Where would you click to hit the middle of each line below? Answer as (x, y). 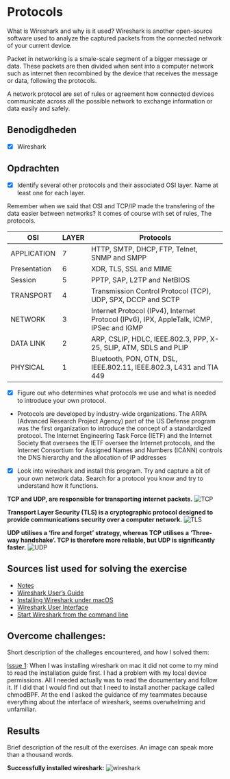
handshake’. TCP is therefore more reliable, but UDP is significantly (118, 540)
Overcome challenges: (56, 636)
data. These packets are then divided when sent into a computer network (111, 66)
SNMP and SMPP (119, 258)
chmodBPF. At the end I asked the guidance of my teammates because (107, 695)
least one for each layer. (51, 193)
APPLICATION (33, 253)
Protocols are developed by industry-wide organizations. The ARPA (112, 413)
